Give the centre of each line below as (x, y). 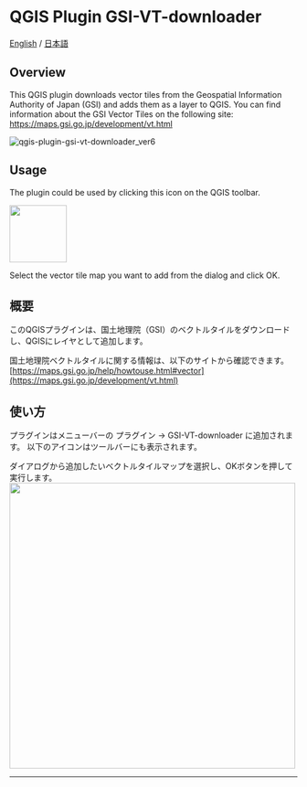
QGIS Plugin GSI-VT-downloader (136, 17)
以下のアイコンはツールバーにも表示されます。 (115, 447)
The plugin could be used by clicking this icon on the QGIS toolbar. (135, 192)
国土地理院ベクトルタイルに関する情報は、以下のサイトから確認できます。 (149, 361)
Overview (38, 73)
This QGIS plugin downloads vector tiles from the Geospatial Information (146, 94)
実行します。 (33, 478)
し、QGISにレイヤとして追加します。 (79, 341)
